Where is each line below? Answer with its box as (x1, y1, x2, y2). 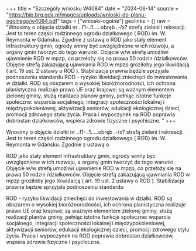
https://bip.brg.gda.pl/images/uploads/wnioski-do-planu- (8, 11, 147, 18)
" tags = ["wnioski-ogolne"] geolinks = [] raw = (57, 18, 171, 24)
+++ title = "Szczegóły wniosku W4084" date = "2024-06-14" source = (6, 5, 179, 12)
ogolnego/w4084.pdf (6, 18, 58, 24)
